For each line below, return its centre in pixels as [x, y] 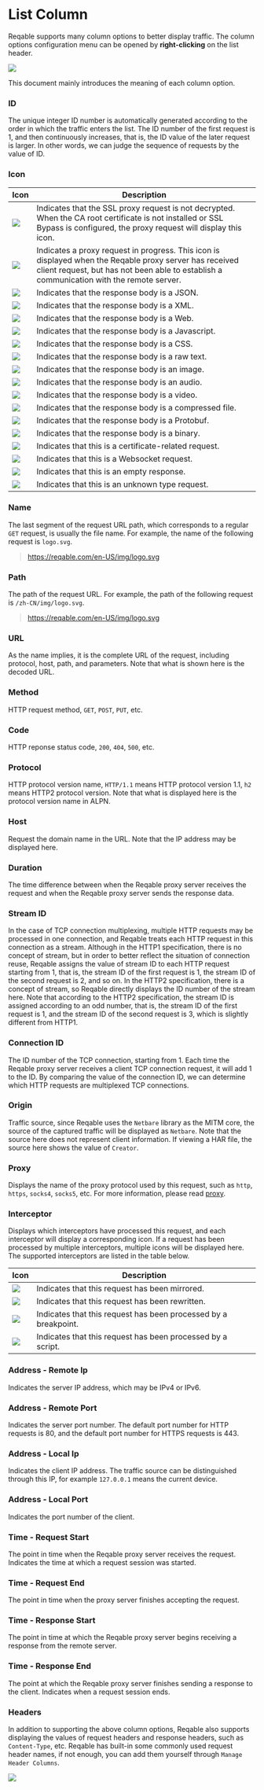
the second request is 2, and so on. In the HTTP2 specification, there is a [126, 981]
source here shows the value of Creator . [73, 1147]
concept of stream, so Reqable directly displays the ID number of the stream [132, 989]
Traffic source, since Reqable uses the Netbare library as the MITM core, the [132, 1122]
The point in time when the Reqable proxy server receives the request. [122, 1554]
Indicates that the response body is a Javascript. [126, 330]
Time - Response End [50, 1667]
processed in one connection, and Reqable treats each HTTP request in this [131, 939]
